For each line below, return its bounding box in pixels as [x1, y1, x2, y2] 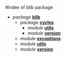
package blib [12, 14, 40, 20]
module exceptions [20, 35, 61, 41]
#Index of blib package [5, 5, 53, 10]
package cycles [20, 20, 54, 25]
